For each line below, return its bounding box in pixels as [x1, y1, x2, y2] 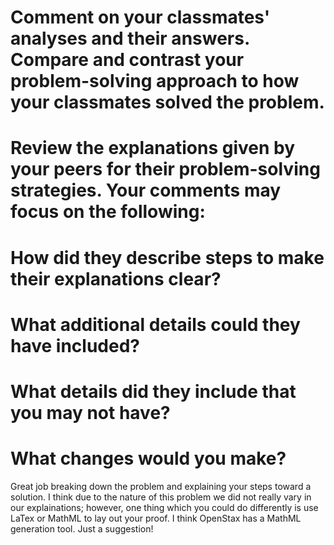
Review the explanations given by [10, 137, 295, 160]
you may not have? [10, 401, 171, 424]
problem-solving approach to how [10, 70, 300, 93]
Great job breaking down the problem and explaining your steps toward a [10, 480, 312, 492]
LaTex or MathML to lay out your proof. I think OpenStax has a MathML [10, 512, 302, 524]
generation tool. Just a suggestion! [10, 522, 154, 535]
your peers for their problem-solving [10, 158, 321, 181]
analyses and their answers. [10, 27, 250, 50]
